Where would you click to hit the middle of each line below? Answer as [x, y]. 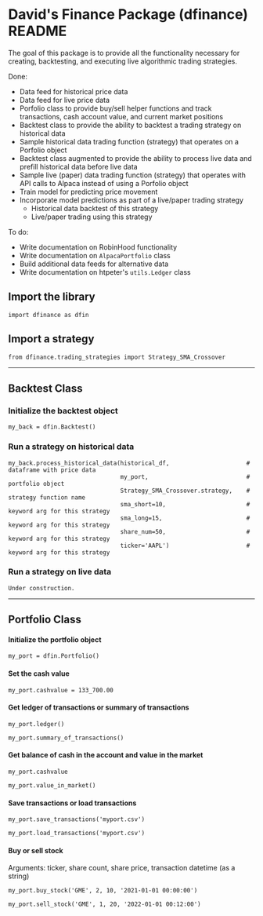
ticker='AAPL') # [185, 546]
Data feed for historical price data [74, 91]
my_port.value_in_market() [52, 786]
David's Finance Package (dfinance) [128, 15]
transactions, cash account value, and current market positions [121, 116]
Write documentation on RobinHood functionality [98, 247]
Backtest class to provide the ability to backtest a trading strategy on [130, 125]
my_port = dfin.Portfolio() [54, 656]
